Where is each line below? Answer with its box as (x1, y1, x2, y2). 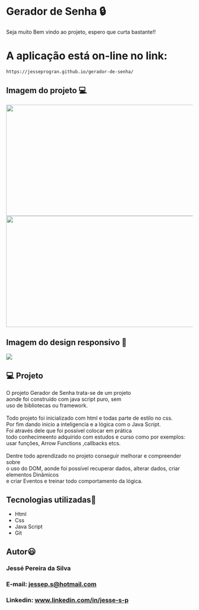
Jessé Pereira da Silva (6, 564, 71, 573)
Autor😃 (6, 547, 36, 557)
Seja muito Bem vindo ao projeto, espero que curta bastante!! (6, 28, 156, 36)
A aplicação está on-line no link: (6, 49, 168, 63)
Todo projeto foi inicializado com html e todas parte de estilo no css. (6, 414, 173, 421)
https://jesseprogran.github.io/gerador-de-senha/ (6, 69, 134, 75)
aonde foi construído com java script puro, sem (6, 395, 121, 403)
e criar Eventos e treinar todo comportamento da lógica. (6, 478, 143, 485)
